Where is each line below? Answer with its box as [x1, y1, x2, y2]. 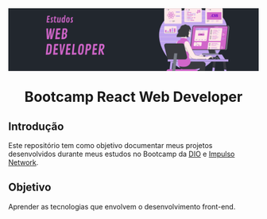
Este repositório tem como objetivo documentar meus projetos [8, 141, 213, 150]
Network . [8, 158, 39, 167]
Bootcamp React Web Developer [24, 88, 243, 106]
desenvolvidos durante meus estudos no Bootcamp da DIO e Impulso [8, 149, 235, 158]
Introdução [8, 119, 64, 133]
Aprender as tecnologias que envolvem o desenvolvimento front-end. [8, 201, 236, 211]
